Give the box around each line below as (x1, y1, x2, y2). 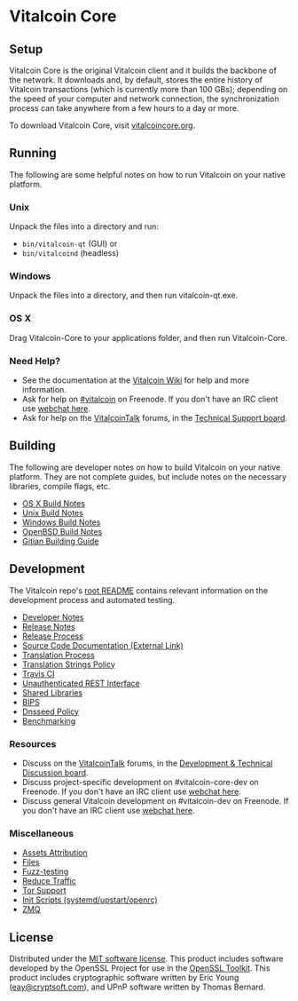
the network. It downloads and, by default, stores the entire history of (9, 75, 263, 85)
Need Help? (9, 354, 61, 367)
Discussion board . (21, 767, 89, 778)
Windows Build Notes (21, 517, 101, 528)
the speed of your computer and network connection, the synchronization (9, 93, 279, 104)
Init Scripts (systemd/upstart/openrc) (21, 894, 158, 905)
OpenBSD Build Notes (21, 526, 103, 536)
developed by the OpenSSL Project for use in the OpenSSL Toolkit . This (9, 963, 271, 973)
